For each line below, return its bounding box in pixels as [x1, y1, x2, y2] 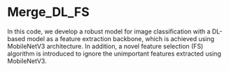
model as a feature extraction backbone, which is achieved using [27, 34, 215, 42]
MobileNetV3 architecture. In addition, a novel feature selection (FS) [7, 42, 204, 50]
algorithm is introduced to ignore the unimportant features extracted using [7, 49, 222, 58]
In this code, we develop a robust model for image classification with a [7, 27, 211, 35]
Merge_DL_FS [7, 4, 90, 20]
